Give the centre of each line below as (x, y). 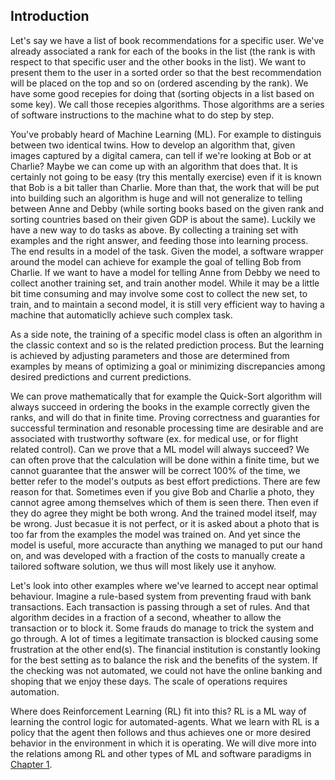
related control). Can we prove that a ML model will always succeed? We (160, 449)
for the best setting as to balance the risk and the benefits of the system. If (164, 660)
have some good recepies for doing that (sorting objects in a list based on (162, 93)
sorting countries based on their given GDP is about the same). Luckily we (163, 219)
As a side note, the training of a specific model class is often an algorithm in (166, 334)
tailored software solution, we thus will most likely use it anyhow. (143, 566)
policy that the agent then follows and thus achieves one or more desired (161, 732)
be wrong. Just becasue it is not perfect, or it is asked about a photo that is (165, 523)
